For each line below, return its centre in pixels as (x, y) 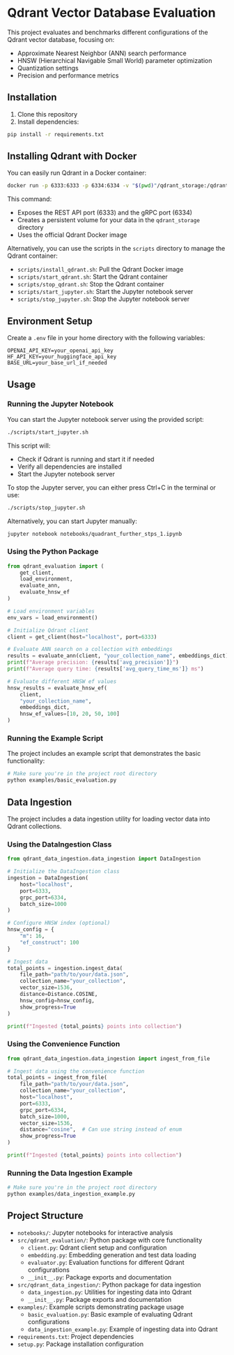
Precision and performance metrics (68, 75)
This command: (30, 199)
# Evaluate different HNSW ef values (62, 681)
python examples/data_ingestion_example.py (71, 1194)
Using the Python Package (53, 552)
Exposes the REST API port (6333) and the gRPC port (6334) (105, 213)
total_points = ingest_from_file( (57, 1078)
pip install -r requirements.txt (56, 134)
